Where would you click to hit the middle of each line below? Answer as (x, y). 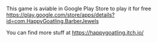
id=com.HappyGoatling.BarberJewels (53, 21)
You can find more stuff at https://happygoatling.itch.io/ (75, 33)
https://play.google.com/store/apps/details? (61, 15)
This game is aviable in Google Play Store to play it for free (79, 9)
